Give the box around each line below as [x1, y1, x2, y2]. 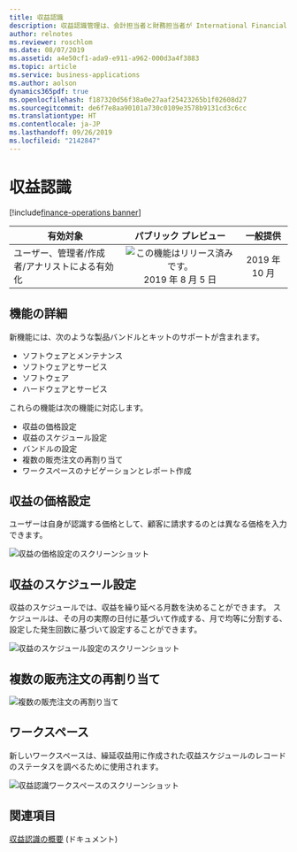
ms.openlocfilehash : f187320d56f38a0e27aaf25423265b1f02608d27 [9, 95, 247, 104]
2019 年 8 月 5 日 [143, 273, 217, 286]
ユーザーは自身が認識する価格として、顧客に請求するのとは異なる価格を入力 [9, 518, 287, 529]
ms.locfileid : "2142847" [9, 136, 101, 145]
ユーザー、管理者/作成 [13, 247, 106, 259]
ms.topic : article [9, 63, 77, 72]
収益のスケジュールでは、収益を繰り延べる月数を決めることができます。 [9, 603, 271, 613]
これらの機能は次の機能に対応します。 [9, 402, 148, 412]
